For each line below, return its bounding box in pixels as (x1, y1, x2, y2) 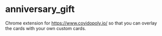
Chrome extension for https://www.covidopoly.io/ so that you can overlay (5, 20, 157, 26)
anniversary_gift (5, 3, 75, 15)
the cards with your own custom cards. (5, 25, 87, 31)
